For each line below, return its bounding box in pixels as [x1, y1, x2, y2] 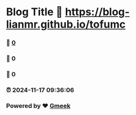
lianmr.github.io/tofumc [6, 18, 126, 31]
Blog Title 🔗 [6, 5, 63, 19]
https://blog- [65, 5, 130, 19]
